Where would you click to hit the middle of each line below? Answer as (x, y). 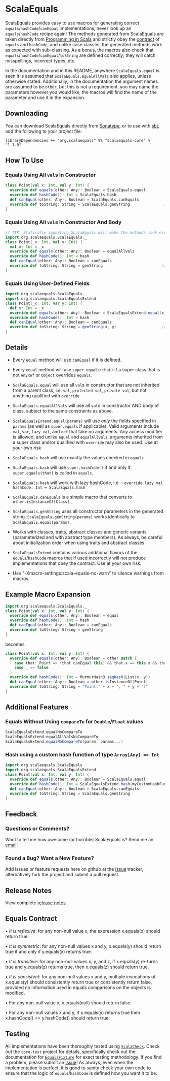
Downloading (27, 114)
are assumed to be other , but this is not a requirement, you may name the (82, 86)
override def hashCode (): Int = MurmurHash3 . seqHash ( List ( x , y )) (80, 677)
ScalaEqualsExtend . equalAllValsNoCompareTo (52, 737)
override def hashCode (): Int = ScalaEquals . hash (63, 195)
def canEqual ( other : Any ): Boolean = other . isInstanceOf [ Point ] (79, 682)
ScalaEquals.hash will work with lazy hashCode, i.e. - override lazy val (88, 483)
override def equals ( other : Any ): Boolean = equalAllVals (72, 251)
